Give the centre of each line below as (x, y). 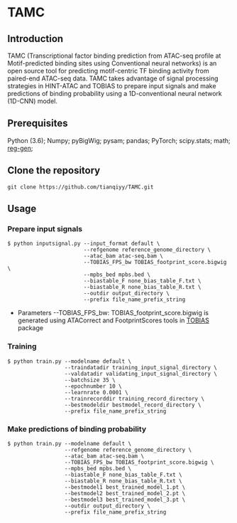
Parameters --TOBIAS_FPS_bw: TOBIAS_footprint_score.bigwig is (113, 313)
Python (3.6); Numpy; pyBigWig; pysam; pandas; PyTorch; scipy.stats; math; (119, 140)
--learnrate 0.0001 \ (97, 392)
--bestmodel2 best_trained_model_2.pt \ (125, 493)
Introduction (35, 39)
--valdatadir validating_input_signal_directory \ (141, 374)
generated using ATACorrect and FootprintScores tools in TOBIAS (113, 320)
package (31, 328)
